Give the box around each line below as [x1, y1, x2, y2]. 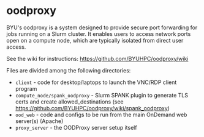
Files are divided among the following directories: [6, 66, 131, 74]
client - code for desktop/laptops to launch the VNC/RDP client [15, 79, 177, 86]
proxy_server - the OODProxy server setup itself [15, 124, 137, 131]
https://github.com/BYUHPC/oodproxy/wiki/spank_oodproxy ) [15, 104, 170, 111]
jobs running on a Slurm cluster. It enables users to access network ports [6, 30, 191, 37]
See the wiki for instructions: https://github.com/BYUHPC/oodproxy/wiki [6, 55, 189, 62]
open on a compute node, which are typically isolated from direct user [6, 37, 184, 44]
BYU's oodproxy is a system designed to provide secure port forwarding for [6, 24, 198, 31]
